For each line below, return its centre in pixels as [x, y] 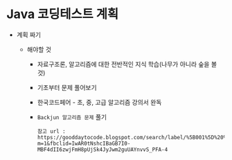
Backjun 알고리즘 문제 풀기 [72, 117]
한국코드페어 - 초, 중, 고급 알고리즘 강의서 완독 [99, 102]
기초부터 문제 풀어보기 [67, 87]
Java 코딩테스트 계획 [63, 14]
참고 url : [52, 131]
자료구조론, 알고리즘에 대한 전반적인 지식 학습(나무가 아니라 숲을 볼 [127, 64]
